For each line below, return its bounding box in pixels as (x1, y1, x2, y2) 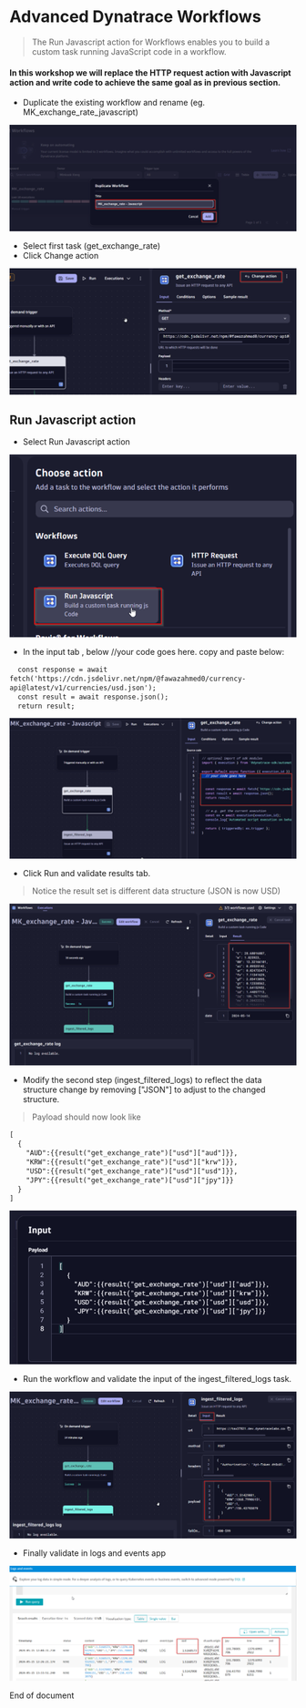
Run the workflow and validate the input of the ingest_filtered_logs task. (22, 1373, 292, 1384)
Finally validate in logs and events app (22, 1547, 167, 1559)
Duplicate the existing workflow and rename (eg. (22, 97, 206, 108)
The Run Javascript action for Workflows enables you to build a (31, 36, 270, 47)
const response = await (17, 665, 107, 675)
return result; (17, 701, 76, 711)
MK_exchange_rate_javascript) (22, 107, 139, 118)
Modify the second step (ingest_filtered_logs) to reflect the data (22, 1075, 262, 1086)
